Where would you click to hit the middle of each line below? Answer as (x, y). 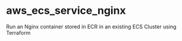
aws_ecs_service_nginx (66, 11)
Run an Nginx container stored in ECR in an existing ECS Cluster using (91, 27)
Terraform (18, 32)
